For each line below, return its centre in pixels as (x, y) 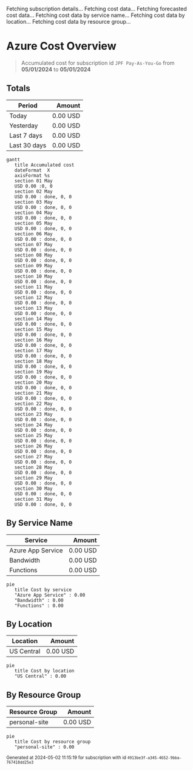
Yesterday (24, 126)
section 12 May (33, 297)
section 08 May (33, 255)
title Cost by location (44, 671)
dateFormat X (32, 170)
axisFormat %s (32, 175)
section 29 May (33, 478)
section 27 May (33, 457)
